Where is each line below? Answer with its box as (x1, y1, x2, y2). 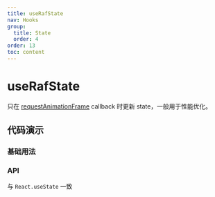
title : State (13, 29, 51, 37)
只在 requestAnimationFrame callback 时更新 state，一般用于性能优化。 (7, 102, 212, 111)
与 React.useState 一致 (7, 182, 73, 191)
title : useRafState (7, 10, 64, 17)
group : (7, 23, 26, 30)
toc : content (7, 49, 45, 56)
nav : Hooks (7, 17, 39, 24)
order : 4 (13, 36, 39, 43)
